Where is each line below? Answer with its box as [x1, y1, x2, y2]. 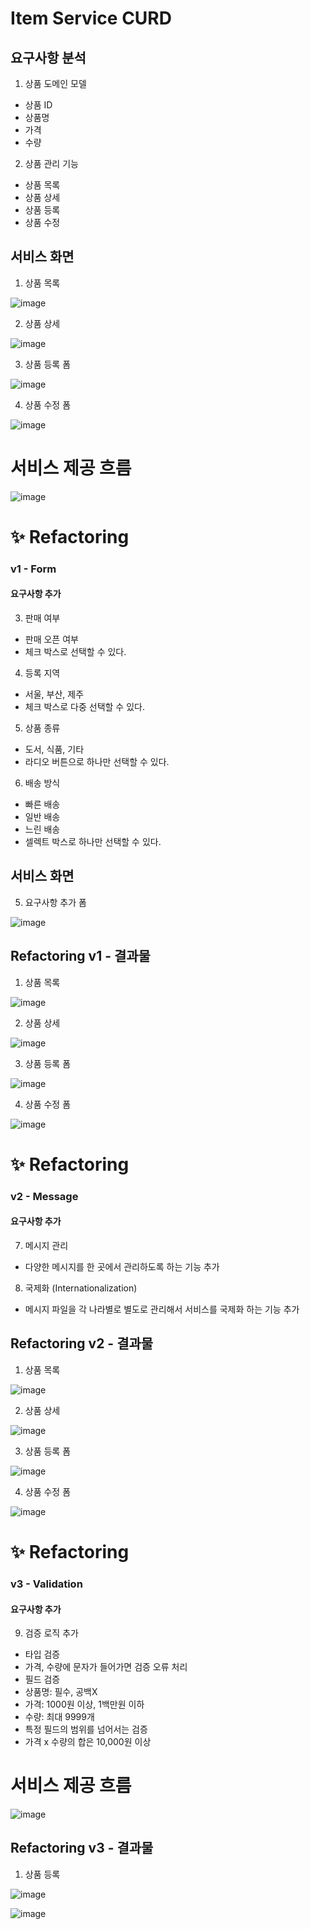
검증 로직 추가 [24, 1627, 79, 1639]
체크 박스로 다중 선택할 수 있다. [24, 701, 145, 713]
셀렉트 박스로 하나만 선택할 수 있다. [24, 836, 162, 848]
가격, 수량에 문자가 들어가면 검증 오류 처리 [24, 1661, 188, 1673]
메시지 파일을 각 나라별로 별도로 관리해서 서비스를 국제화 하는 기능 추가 [24, 1303, 300, 1315]
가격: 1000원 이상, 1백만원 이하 [24, 1698, 145, 1711]
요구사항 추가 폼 [24, 896, 87, 908]
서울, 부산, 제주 [24, 688, 85, 701]
